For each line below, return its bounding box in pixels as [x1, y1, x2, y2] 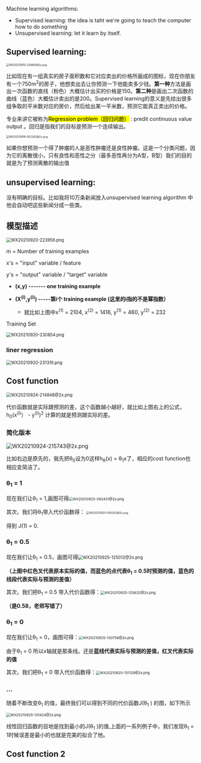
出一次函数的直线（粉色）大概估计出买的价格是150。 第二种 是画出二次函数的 [6, 87, 194, 95]
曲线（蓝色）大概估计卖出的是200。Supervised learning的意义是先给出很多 [6, 95, 192, 102]
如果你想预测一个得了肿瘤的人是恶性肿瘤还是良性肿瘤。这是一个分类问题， [6, 144, 190, 152]
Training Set [6, 320, 36, 327]
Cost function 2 [6, 749, 66, 759]
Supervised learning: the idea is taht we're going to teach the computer [14, 17, 191, 23]
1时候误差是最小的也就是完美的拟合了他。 [6, 731, 109, 739]
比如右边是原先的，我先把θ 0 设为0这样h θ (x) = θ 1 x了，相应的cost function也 [6, 455, 191, 464]
